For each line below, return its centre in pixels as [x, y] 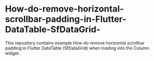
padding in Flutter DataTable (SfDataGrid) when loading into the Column [77, 48]
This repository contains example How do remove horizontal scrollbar [75, 43]
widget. [13, 53]
